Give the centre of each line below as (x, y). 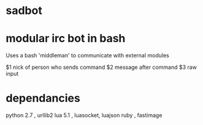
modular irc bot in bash (66, 39)
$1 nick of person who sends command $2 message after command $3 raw (101, 67)
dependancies (43, 98)
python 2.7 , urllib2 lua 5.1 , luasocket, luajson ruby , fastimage (84, 115)
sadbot (24, 11)
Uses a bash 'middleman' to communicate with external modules (87, 55)
